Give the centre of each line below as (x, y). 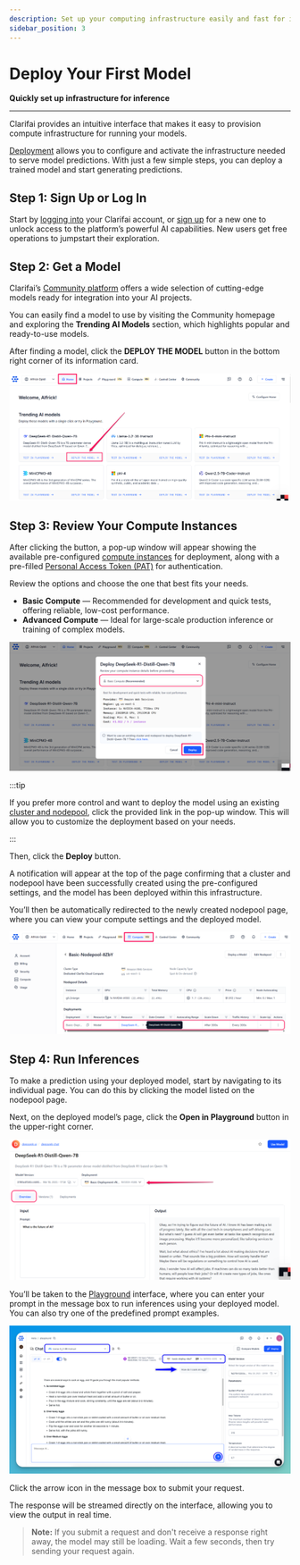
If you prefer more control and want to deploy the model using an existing (144, 803)
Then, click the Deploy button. (65, 856)
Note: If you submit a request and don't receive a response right (149, 1532)
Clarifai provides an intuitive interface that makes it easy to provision (135, 124)
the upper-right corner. (51, 1127)
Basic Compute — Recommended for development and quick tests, (146, 601)
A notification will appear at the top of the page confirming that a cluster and (150, 874)
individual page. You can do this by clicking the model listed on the (132, 1090)
